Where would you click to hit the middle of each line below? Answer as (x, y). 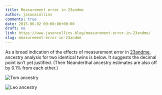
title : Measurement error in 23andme (44, 10)
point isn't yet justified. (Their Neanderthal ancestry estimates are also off (81, 62)
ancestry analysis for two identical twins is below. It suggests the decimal (81, 57)
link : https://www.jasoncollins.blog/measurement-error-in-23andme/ (78, 33)
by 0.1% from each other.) (32, 67)
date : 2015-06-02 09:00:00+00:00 (40, 24)
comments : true (21, 19)
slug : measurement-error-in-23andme (43, 38)
